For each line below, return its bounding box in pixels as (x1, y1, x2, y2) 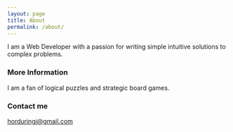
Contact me (7, 101, 48, 111)
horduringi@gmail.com (7, 117, 74, 125)
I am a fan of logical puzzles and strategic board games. (7, 84, 170, 92)
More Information (7, 67, 68, 77)
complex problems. (7, 50, 63, 58)
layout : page (7, 10, 46, 18)
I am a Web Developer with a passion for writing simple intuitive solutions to (7, 43, 226, 51)
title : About (7, 17, 46, 24)
